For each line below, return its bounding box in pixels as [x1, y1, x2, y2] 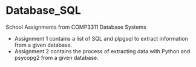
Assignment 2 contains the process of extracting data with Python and [14, 47, 191, 54]
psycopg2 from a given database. [14, 54, 99, 61]
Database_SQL [5, 4, 81, 17]
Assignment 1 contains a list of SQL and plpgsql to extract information [14, 35, 188, 42]
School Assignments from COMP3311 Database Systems [5, 23, 146, 31]
